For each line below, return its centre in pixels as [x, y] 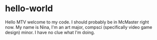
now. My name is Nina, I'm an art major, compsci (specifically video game [78, 27]
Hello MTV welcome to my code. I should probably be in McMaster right [77, 22]
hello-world [29, 9]
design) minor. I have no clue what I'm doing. [50, 32]
